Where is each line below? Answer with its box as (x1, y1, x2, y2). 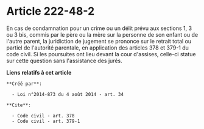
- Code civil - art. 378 (12, 112, 75, 119)
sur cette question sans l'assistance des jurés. (6, 57, 123, 64)
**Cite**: (6, 102, 32, 108)
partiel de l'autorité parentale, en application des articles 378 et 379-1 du (6, 44, 189, 51)
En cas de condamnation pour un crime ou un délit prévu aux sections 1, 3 (6, 24, 192, 32)
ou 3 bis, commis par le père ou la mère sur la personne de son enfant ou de (6, 31, 199, 38)
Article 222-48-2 (6, 4, 95, 18)
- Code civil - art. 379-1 (12, 118, 80, 124)
